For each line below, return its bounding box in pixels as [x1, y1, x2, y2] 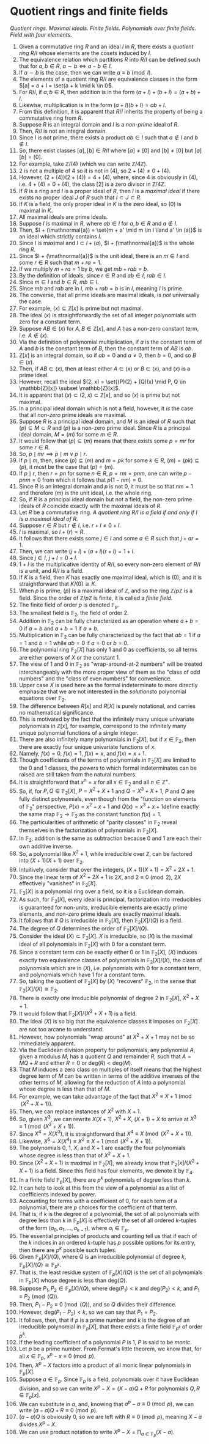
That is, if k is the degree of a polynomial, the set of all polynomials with [18, 1210, 200, 1217]
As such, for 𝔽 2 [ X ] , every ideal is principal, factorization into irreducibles [18, 896, 202, 904]
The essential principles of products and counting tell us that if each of [18, 1232, 197, 1240]
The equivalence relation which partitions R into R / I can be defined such [18, 56, 200, 63]
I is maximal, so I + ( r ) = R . [18, 528, 85, 536]
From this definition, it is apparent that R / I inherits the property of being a [18, 108, 203, 115]
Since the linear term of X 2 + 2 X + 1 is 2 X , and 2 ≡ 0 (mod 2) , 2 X [18, 872, 182, 881]
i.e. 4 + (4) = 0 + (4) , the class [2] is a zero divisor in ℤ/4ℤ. [18, 180, 166, 188]
